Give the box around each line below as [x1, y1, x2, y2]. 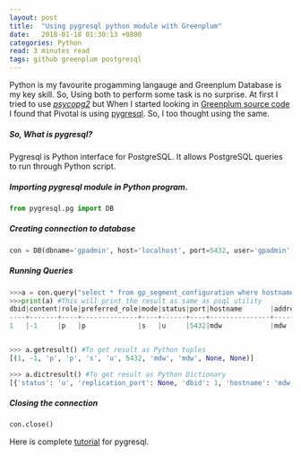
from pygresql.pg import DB [9, 204, 115, 213]
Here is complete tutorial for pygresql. [9, 436, 150, 447]
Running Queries [9, 266, 73, 276]
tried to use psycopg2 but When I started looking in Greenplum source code [9, 99, 290, 109]
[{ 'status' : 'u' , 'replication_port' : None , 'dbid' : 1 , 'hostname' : [9, 378, 271, 387]
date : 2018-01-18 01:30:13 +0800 [9, 30, 142, 39]
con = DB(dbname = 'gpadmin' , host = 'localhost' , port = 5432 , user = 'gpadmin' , [9, 246, 295, 255]
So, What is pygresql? [9, 128, 93, 139]
